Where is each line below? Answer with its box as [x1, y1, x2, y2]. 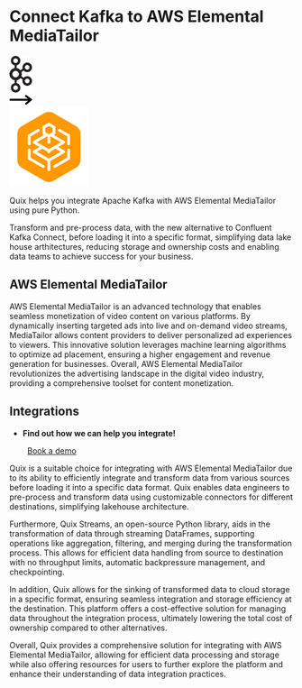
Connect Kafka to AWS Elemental [9, 6, 264, 27]
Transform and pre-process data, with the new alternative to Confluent [9, 222, 272, 233]
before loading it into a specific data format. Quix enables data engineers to [9, 482, 290, 492]
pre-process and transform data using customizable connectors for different [9, 491, 294, 502]
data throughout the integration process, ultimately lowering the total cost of [9, 612, 293, 623]
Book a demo [26, 445, 77, 456]
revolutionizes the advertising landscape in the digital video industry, [9, 368, 264, 379]
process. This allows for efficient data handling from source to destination [9, 547, 284, 558]
